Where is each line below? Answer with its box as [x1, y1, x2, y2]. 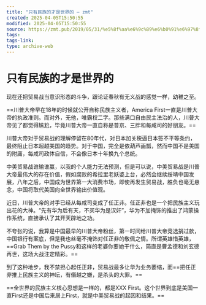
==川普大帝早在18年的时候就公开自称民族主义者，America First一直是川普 [6, 106, 193, 114]
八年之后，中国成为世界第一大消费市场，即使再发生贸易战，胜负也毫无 [17, 178, 194, 185]
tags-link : [6, 37, 34, 44]
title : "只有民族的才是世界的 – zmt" [6, 9, 94, 15]
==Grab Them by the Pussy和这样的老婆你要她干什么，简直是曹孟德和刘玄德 [6, 242, 200, 250]
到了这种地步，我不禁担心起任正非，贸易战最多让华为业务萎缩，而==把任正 [6, 263, 196, 271]
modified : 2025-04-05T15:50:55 [6, 20, 86, 26]
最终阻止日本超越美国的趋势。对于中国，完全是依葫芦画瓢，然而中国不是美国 [6, 142, 200, 149]
